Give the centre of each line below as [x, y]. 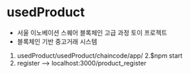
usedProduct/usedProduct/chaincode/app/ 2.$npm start [100, 55]
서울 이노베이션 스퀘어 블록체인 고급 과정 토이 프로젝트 [92, 32]
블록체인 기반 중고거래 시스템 [57, 41]
